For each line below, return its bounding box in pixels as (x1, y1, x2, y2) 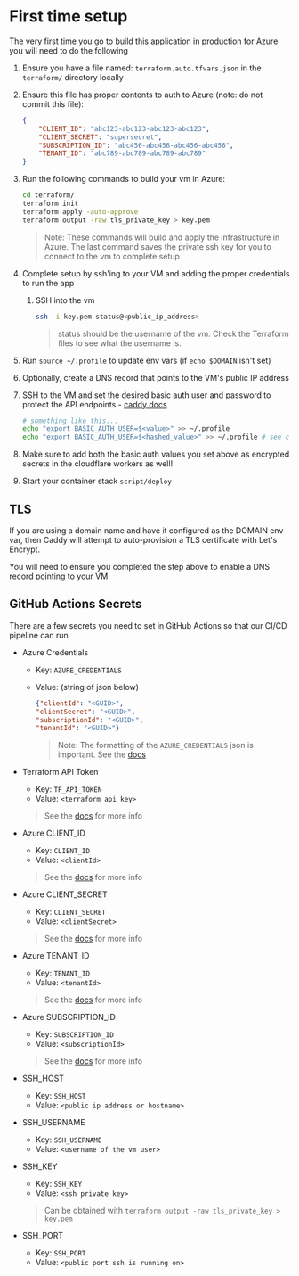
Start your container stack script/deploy (21, 475, 172, 487)
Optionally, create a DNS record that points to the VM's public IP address (21, 372, 289, 383)
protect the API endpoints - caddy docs (21, 399, 167, 409)
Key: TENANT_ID (35, 967, 91, 978)
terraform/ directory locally (21, 71, 125, 82)
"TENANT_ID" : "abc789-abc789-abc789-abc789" (38, 149, 206, 158)
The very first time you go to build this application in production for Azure (9, 36, 279, 46)
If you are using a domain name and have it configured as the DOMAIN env (9, 525, 284, 536)
